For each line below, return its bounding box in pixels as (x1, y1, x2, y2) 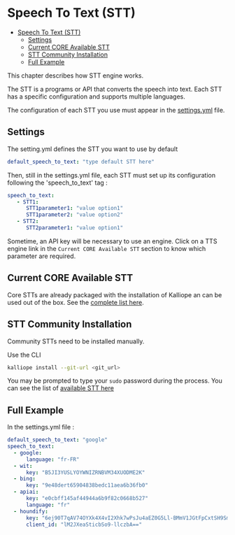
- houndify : (13, 508, 49, 515)
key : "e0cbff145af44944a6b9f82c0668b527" (25, 495, 149, 502)
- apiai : (13, 488, 39, 496)
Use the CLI (7, 350, 41, 359)
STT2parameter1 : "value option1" (25, 224, 124, 231)
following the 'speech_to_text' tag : (7, 178, 108, 187)
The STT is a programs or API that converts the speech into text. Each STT (7, 85, 222, 93)
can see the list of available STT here (7, 384, 114, 392)
